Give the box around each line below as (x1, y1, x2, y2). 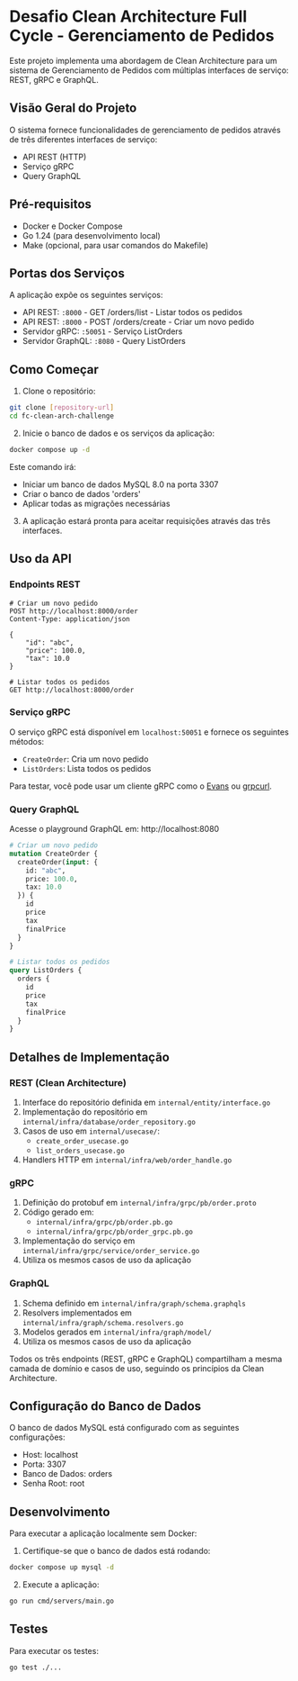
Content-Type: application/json (9, 614, 130, 623)
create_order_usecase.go (35, 1137, 129, 1146)
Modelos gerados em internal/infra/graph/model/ (22, 1326, 213, 1337)
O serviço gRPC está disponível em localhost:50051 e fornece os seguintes (9, 727, 289, 737)
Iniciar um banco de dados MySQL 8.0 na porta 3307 (22, 479, 219, 490)
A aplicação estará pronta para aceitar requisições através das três (22, 515, 271, 526)
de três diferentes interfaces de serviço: (9, 133, 158, 145)
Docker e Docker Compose (22, 221, 123, 231)
